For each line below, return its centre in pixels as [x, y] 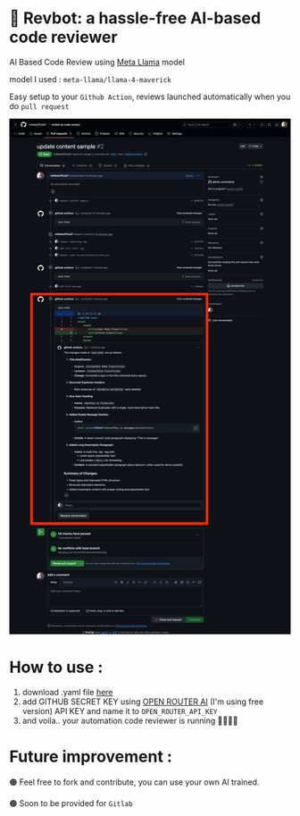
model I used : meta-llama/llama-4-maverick [91, 79]
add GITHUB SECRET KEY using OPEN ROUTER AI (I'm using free [143, 702]
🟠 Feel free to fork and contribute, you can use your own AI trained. [134, 782]
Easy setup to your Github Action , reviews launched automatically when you [150, 97]
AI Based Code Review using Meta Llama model [97, 62]
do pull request [39, 105]
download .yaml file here [67, 693]
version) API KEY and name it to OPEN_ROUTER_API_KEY [120, 711]
